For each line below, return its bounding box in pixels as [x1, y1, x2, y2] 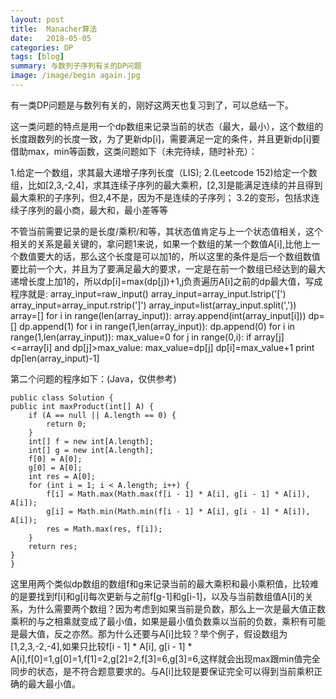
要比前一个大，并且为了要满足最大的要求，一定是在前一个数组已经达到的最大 [10, 262, 326, 275]
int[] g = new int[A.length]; [28, 445, 155, 455]
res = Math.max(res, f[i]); [46, 524, 163, 534]
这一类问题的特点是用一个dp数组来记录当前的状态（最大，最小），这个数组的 [10, 120, 324, 132]
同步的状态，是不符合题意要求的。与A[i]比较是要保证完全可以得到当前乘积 [10, 665, 315, 677]
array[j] [253, 331, 285, 343]
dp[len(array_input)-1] [10, 352, 100, 364]
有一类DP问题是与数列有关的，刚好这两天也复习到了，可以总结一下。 [10, 99, 295, 111]
